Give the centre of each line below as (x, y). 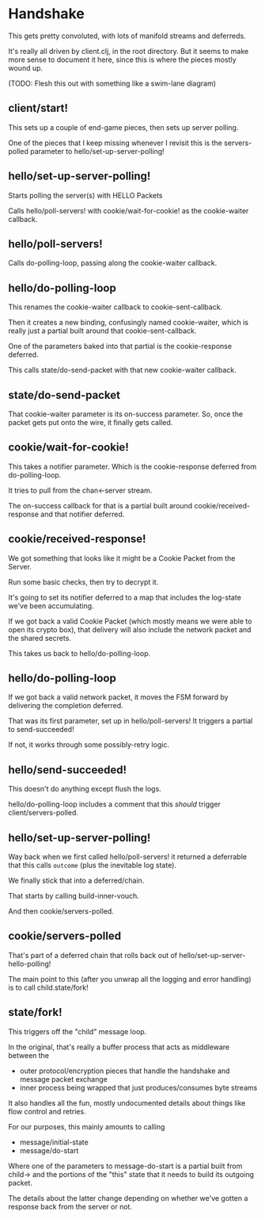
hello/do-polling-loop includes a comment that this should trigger (115, 804)
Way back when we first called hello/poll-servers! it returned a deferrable (128, 857)
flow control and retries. (47, 1111)
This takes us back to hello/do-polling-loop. (79, 653)
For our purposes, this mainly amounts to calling (87, 1126)
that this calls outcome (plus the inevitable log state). (92, 865)
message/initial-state (54, 1142)
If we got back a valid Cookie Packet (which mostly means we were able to (130, 621)
